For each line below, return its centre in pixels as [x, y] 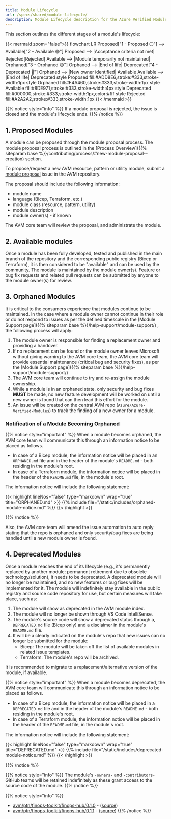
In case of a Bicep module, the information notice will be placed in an [85, 455]
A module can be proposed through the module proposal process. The [79, 142]
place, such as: [21, 599]
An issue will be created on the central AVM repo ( [65, 405]
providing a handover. [35, 345]
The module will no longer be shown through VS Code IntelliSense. [83, 614]
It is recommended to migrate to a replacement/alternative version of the [81, 667]
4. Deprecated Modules [43, 554]
